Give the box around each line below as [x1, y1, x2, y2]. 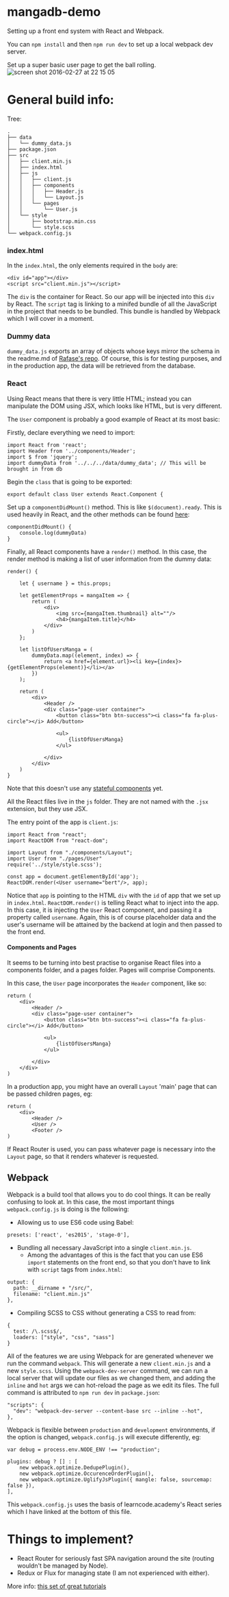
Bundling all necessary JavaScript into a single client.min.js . [16, 1243, 192, 1251]
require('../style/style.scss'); [7, 861, 103, 868]
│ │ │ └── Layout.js [7, 193, 84, 201]
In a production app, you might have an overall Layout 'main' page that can [7, 1082, 217, 1090]
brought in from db [7, 466, 63, 472]
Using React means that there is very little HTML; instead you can [7, 394, 191, 403]
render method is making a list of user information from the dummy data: [7, 555, 212, 563]
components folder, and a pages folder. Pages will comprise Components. [7, 965, 215, 974]
